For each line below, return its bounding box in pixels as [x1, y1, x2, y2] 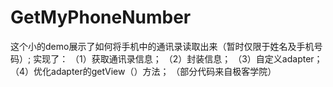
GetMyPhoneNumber [10, 6, 192, 29]
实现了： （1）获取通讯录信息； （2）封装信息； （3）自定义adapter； [33, 52, 323, 65]
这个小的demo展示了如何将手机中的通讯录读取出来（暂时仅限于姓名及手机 [10, 40, 315, 52]
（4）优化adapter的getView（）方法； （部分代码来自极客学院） [10, 65, 277, 77]
